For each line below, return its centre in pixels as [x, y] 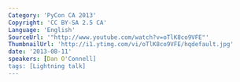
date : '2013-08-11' [40, 52]
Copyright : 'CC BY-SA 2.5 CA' [58, 23]
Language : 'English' [42, 30]
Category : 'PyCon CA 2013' [52, 15]
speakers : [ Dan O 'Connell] [52, 59]
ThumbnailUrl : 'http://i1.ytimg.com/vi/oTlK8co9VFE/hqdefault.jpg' [121, 45]
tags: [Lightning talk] [47, 66]
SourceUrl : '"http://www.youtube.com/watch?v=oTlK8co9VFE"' [109, 37]
